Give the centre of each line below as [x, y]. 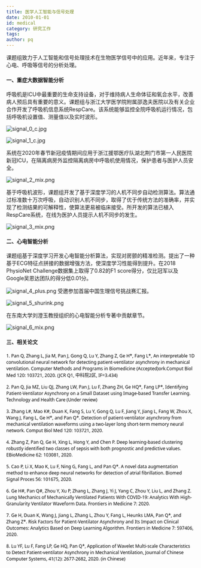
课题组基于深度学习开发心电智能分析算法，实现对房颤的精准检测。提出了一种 [100, 256]
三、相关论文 [22, 342]
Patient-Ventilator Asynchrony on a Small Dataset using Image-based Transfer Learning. [98, 393]
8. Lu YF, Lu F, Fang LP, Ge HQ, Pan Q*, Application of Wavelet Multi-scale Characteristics [98, 546]
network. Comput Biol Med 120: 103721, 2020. [55, 431]
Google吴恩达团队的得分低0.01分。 [49, 278]
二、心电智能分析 [27, 241]
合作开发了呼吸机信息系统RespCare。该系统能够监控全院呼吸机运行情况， [97, 109]
